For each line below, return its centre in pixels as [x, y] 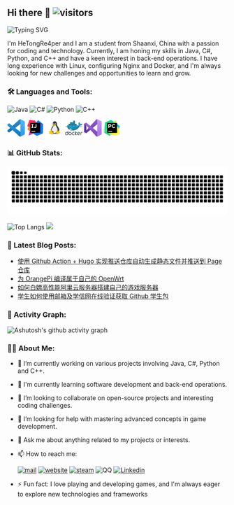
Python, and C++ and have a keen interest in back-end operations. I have [112, 58]
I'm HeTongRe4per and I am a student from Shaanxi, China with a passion [113, 43]
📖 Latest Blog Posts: [42, 246]
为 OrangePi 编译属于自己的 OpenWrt [71, 279]
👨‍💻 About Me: [31, 348]
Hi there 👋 [29, 13]
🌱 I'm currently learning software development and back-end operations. [122, 385]
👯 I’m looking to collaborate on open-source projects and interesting [116, 398]
